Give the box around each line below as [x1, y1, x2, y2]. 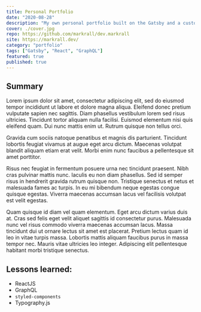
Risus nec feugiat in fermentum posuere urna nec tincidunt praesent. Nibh [6, 165, 189, 172]
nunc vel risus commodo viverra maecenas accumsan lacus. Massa [6, 221, 173, 229]
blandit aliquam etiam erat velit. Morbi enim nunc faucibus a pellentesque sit [6, 147, 194, 154]
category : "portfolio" [6, 43, 63, 49]
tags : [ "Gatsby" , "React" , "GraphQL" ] [6, 48, 103, 54]
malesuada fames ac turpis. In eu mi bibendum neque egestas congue [6, 184, 179, 191]
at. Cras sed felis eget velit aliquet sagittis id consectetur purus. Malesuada [6, 215, 191, 222]
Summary [6, 81, 44, 91]
